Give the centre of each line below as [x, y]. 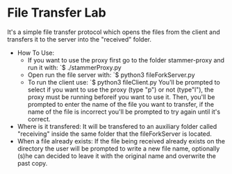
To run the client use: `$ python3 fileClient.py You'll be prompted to [124, 82]
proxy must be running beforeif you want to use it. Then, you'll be [121, 97]
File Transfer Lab [57, 13]
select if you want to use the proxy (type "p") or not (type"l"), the [121, 89]
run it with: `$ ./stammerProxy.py [74, 67]
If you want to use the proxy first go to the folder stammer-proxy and [126, 60]
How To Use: [36, 53]
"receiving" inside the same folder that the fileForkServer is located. [114, 134]
